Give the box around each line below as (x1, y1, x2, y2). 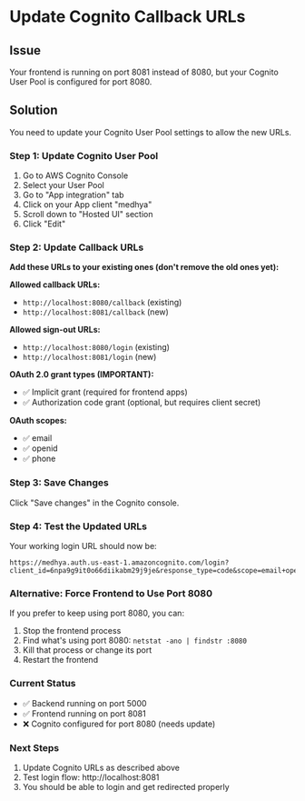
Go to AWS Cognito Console (22, 170, 129, 181)
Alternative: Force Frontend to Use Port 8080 (9, 586, 213, 599)
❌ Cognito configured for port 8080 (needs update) (22, 718, 216, 729)
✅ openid (22, 443, 58, 454)
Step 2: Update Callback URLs (9, 241, 144, 254)
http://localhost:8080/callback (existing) (22, 297, 182, 308)
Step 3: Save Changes (9, 476, 109, 489)
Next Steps (9, 741, 60, 754)
